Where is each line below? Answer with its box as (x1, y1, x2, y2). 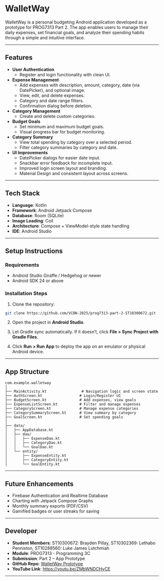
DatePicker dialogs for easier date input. (19, 155, 101, 160)
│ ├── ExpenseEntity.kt (5, 453, 67, 458)
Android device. (12, 349, 44, 355)
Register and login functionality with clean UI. (19, 71, 111, 77)
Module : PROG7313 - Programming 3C (12, 550, 90, 556)
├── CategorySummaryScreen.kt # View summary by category (5, 410, 137, 416)
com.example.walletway (5, 380, 51, 385)
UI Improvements (12, 150, 48, 156)
